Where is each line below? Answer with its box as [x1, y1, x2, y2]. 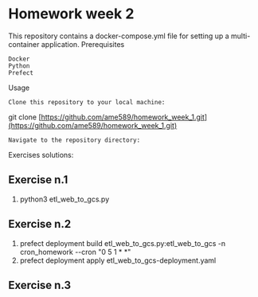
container [8, 39, 40, 49]
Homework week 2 [8, 5, 135, 23]
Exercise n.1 [8, 173, 68, 187]
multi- [230, 31, 251, 41]
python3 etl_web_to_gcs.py [19, 194, 110, 204]
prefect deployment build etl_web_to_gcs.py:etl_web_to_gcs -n [19, 238, 226, 248]
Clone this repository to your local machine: [8, 98, 166, 106]
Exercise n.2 [8, 217, 72, 231]
